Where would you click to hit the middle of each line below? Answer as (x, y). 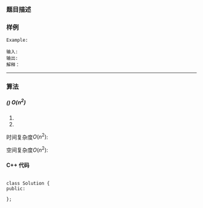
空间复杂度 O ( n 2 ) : (27, 149)
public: (16, 189)
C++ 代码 (18, 165)
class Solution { (28, 184)
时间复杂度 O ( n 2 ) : (27, 136)
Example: (17, 41)
